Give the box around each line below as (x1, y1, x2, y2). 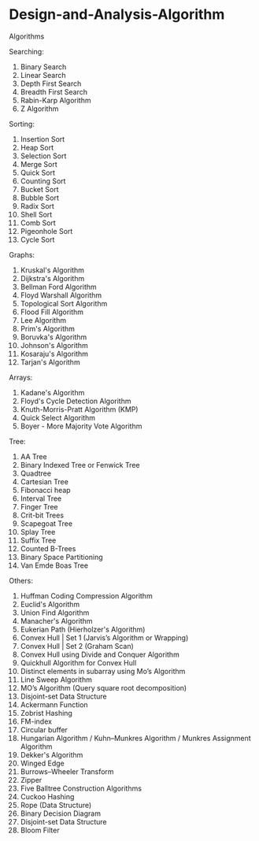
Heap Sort (20, 143, 54, 152)
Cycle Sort (20, 235, 55, 244)
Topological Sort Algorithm (20, 298, 108, 308)
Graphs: (9, 250, 35, 259)
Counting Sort (20, 176, 66, 186)
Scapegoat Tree (20, 518, 73, 528)
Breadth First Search (20, 87, 88, 96)
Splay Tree (20, 527, 56, 536)
